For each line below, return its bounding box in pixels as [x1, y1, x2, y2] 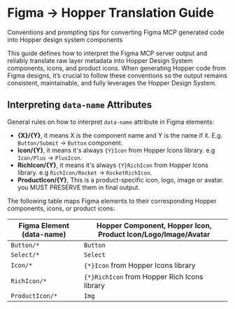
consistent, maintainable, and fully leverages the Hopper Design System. [7, 78, 217, 87]
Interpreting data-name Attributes [7, 99, 152, 111]
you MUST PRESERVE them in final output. [17, 183, 141, 192]
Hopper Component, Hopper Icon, [97, 220, 212, 230]
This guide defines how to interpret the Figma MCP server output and [7, 49, 208, 57]
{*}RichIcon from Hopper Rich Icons [83, 271, 204, 281]
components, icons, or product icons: [7, 204, 115, 213]
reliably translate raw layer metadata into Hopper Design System [7, 56, 193, 64]
